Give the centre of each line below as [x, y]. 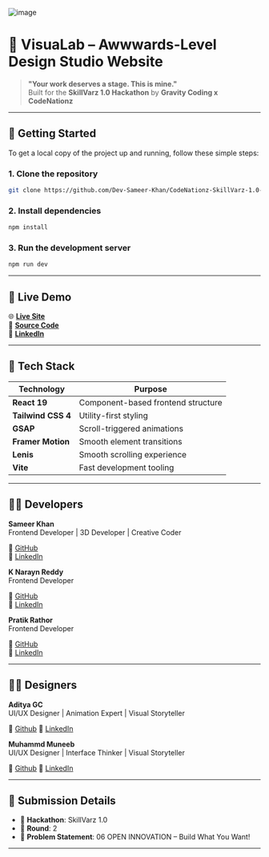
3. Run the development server [70, 248]
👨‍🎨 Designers [43, 685]
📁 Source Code [34, 325]
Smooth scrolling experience [132, 454]
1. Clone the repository [53, 174]
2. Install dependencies [55, 211]
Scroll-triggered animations [131, 428]
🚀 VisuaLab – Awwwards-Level [113, 45]
